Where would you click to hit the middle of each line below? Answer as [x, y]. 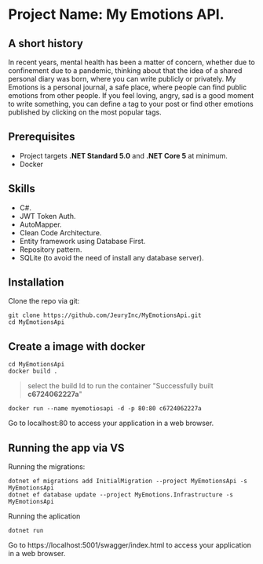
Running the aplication [44, 516]
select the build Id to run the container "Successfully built [120, 386]
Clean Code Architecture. [60, 232]
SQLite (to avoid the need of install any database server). [111, 257]
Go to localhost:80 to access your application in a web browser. [111, 423]
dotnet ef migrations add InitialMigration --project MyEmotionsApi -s [128, 481]
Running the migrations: [47, 467]
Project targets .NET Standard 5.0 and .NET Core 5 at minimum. [123, 155]
